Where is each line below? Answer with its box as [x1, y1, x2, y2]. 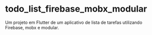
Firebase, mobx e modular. [5, 24, 59, 30]
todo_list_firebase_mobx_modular [5, 3, 148, 15]
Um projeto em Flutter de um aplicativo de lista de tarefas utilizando [5, 19, 143, 25]
